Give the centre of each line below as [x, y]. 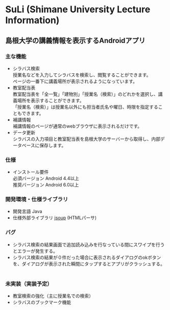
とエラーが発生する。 [35, 251]
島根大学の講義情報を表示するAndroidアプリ [75, 40]
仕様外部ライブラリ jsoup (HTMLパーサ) [55, 218]
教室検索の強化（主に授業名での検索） [53, 296]
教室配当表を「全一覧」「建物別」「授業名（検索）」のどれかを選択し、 [85, 94]
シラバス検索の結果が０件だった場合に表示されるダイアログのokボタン [87, 257]
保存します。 [53, 145]
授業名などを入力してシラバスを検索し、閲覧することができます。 [82, 75]
